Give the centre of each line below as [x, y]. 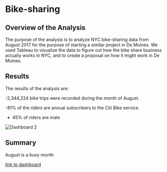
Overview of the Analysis [45, 28]
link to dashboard [23, 164]
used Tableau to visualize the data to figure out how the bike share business [83, 50]
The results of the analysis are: [37, 88]
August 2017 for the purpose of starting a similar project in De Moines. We [81, 45]
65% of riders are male [36, 117]
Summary [21, 143]
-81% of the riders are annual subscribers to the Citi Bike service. [72, 108]
